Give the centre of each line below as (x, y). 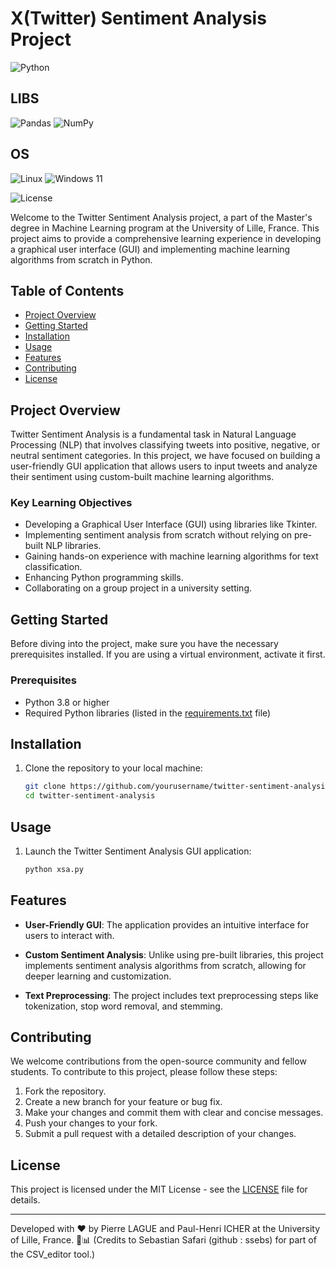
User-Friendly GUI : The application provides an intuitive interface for (167, 924)
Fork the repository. (65, 1091)
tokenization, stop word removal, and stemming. (123, 1006)
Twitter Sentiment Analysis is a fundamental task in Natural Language (153, 434)
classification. (53, 567)
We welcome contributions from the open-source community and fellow (158, 1061)
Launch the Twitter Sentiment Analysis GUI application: (138, 851)
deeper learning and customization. (98, 976)
